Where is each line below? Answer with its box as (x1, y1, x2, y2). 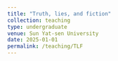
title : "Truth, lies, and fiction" (7, 10, 112, 18)
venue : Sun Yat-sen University (7, 29, 99, 37)
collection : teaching (7, 17, 71, 24)
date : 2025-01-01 (7, 36, 58, 43)
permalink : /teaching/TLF (7, 43, 83, 50)
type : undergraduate (7, 23, 68, 30)
